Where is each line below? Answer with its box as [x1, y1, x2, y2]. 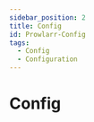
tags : [9, 38, 30, 48]
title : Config [9, 22, 63, 30]
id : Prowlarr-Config [9, 30, 87, 39]
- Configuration [17, 55, 78, 64]
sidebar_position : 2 [9, 13, 87, 22]
